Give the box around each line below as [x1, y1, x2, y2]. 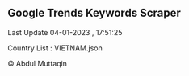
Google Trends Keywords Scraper [7, 6, 181, 20]
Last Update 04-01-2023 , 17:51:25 [7, 27, 123, 37]
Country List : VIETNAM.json [7, 43, 103, 53]
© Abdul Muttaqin [7, 58, 68, 68]
